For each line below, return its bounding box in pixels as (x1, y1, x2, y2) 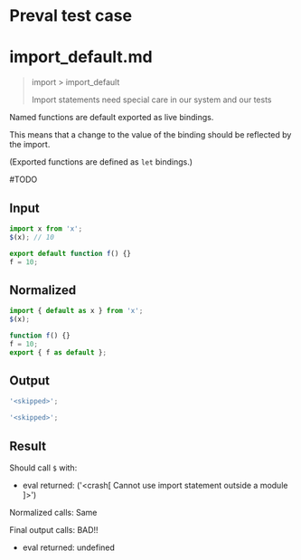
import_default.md (9, 47, 153, 68)
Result (9, 438, 47, 453)
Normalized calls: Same (9, 508, 98, 517)
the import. (9, 139, 51, 150)
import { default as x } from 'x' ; (9, 307, 144, 316)
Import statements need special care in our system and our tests (31, 94, 272, 105)
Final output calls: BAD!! (9, 525, 99, 535)
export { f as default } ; (9, 347, 107, 357)
